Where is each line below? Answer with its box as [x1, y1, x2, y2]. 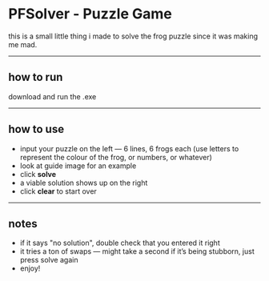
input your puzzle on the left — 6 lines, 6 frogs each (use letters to [19, 143, 239, 153]
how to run [8, 70, 63, 84]
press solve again [19, 255, 78, 265]
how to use [8, 122, 65, 136]
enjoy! [19, 263, 41, 273]
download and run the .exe [8, 91, 97, 101]
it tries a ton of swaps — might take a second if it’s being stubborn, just [19, 247, 255, 256]
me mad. [8, 39, 38, 49]
